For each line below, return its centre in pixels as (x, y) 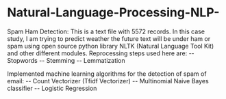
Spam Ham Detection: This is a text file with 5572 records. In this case (106, 31)
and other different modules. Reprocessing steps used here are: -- (101, 53)
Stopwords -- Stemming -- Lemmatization (66, 60)
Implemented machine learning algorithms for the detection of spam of (107, 74)
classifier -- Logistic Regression (52, 88)
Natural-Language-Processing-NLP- (113, 13)
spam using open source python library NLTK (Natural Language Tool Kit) (111, 46)
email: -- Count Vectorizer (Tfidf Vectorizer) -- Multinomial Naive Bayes (108, 81)
